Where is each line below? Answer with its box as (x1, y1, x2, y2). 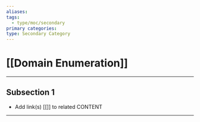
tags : (6, 14, 20, 20)
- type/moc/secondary (11, 20, 65, 26)
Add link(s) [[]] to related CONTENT (14, 103, 103, 110)
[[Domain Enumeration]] (6, 57, 128, 70)
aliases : (6, 8, 28, 15)
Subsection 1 (6, 87, 55, 98)
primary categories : (6, 25, 58, 32)
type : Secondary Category (6, 31, 70, 37)
